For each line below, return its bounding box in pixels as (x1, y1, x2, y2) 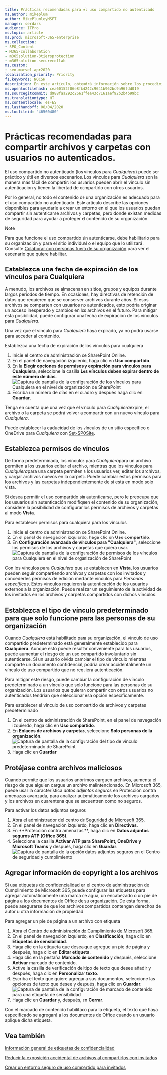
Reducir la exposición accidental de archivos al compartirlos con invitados (5, 1054, 158, 1061)
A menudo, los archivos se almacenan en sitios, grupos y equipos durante (5, 286, 157, 292)
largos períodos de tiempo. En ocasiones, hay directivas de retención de (5, 291, 154, 297)
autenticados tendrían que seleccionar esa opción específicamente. (5, 692, 144, 699)
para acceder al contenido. (5, 333, 61, 339)
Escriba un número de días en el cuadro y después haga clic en (12, 389, 143, 395)
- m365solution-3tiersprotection (5, 53, 75, 59)
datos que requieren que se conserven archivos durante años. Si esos (5, 296, 149, 302)
